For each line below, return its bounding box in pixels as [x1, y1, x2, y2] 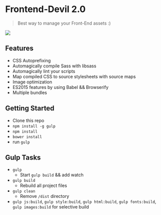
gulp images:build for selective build [12, 204, 89, 210]
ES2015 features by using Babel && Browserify [12, 84, 109, 90]
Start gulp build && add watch [20, 172, 84, 178]
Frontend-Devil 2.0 [5, 4, 86, 15]
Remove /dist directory [20, 193, 69, 199]
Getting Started [5, 104, 55, 113]
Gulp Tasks [5, 153, 41, 162]
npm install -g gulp [12, 124, 56, 129]
